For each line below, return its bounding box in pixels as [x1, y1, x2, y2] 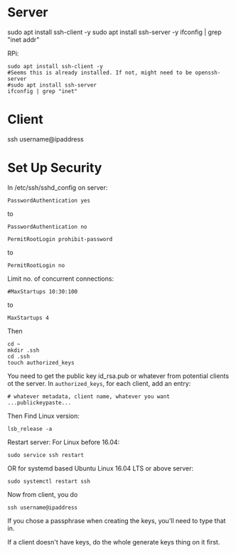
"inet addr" [7, 35, 40, 43]
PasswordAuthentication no [7, 223, 87, 230]
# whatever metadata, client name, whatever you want [7, 392, 171, 400]
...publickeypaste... [7, 399, 72, 406]
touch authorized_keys [7, 359, 75, 366]
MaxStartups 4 [7, 314, 50, 321]
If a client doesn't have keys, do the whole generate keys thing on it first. [7, 537, 220, 546]
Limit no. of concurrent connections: [7, 274, 114, 283]
